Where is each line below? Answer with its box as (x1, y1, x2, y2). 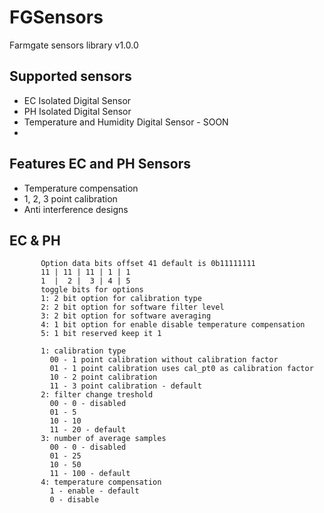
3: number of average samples (40, 434, 167, 444)
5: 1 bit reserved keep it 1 (40, 329, 162, 339)
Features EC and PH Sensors (9, 156, 191, 173)
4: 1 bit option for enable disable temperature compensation (40, 320, 306, 330)
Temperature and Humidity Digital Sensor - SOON (23, 116, 229, 128)
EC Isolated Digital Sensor (23, 94, 132, 106)
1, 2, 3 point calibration (23, 192, 118, 205)
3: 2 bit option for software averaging (40, 311, 212, 321)
